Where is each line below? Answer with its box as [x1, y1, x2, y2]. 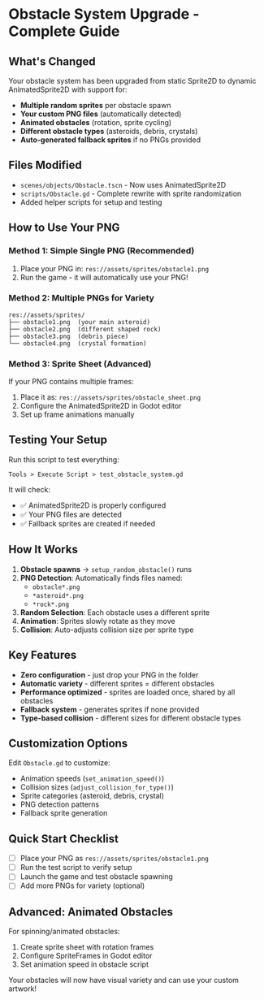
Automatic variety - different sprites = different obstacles [19, 678, 215, 688]
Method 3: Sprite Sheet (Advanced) [8, 358, 152, 370]
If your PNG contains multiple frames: [8, 377, 134, 387]
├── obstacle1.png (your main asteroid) [8, 318, 151, 326]
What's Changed [8, 54, 96, 68]
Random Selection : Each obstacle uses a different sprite [19, 607, 210, 617]
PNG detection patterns [19, 799, 100, 809]
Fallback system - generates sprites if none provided [19, 704, 200, 714]
